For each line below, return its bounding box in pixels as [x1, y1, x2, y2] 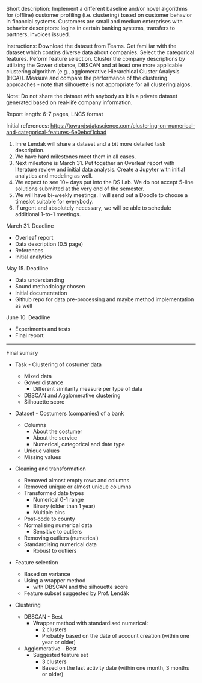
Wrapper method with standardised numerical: [32, 620, 148, 626]
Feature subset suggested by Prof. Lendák [23, 590, 129, 597]
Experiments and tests [14, 325, 71, 332]
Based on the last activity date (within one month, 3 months [41, 664, 189, 671]
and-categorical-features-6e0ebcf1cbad [6, 129, 107, 136]
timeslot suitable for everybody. [14, 198, 94, 205]
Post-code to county [23, 515, 75, 522]
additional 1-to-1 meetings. [14, 211, 81, 217]
